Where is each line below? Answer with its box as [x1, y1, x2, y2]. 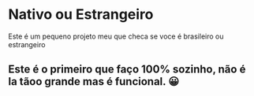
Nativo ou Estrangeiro [8, 6, 154, 24]
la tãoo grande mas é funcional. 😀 [8, 75, 180, 88]
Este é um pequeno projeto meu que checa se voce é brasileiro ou [8, 31, 224, 41]
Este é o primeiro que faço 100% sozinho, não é [8, 63, 246, 76]
